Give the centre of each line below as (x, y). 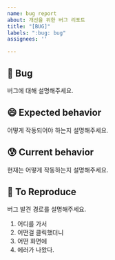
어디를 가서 (32, 224)
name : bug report (32, 13)
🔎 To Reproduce (42, 191)
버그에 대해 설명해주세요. (40, 90)
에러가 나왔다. (36, 250)
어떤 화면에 (32, 241)
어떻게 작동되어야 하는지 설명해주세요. (58, 130)
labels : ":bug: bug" (37, 33)
